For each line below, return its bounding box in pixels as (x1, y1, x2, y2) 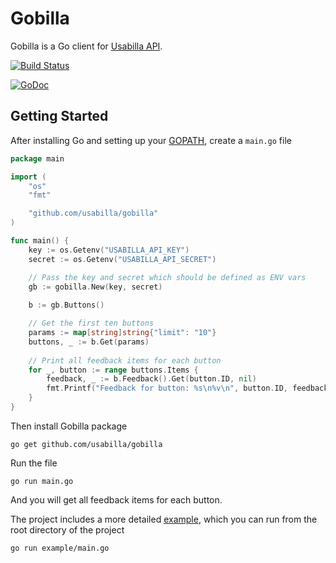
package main (10, 153, 65, 164)
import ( (10, 172, 47, 182)
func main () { (10, 236, 70, 246)
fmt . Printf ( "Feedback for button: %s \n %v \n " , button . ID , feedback (46, 383, 329, 394)
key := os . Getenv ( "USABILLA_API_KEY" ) (28, 245, 190, 255)
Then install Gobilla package (10, 420, 128, 432)
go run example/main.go (10, 543, 110, 553)
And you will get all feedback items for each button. (10, 493, 223, 506)
